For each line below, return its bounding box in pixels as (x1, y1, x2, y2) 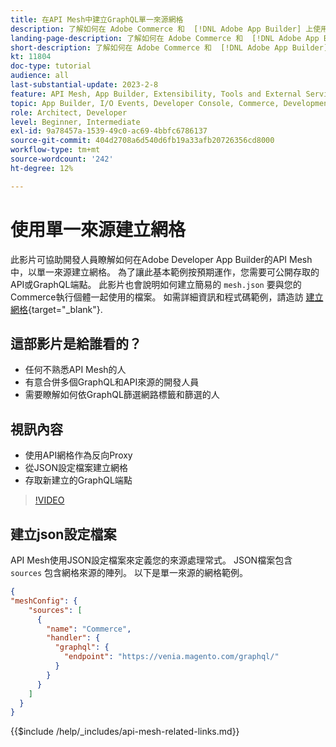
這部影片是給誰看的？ (10, 335, 142, 352)
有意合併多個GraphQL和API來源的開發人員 (24, 376, 200, 388)
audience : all (10, 71, 70, 81)
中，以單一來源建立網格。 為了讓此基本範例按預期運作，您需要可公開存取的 (10, 266, 320, 278)
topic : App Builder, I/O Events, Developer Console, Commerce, (10, 98, 280, 108)
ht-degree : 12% (10, 163, 74, 173)
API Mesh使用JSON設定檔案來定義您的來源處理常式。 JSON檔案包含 (10, 554, 293, 566)
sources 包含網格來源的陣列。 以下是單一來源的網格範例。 (10, 567, 248, 578)
